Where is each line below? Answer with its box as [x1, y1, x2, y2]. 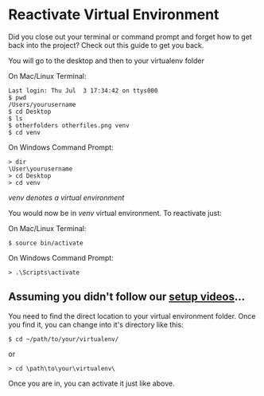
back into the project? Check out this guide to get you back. [8, 40, 204, 49]
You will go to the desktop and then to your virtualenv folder [8, 56, 204, 65]
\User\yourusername [8, 165, 73, 173]
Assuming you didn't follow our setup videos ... [8, 290, 246, 304]
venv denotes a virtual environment [8, 193, 125, 202]
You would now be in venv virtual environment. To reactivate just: [8, 208, 223, 218]
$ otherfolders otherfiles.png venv [8, 121, 130, 129]
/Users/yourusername [8, 100, 77, 108]
